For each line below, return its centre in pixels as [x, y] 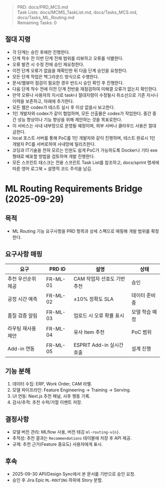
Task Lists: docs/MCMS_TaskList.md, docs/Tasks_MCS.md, [77, 12]
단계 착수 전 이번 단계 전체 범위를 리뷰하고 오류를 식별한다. [68, 58]
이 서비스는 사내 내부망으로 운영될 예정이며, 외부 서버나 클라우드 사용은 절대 [84, 126]
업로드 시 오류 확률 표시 [99, 315]
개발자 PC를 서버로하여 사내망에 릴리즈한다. [54, 144]
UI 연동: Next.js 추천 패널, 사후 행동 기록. [51, 396]
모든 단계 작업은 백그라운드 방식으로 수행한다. [55, 77]
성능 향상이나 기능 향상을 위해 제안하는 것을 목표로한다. [70, 119]
